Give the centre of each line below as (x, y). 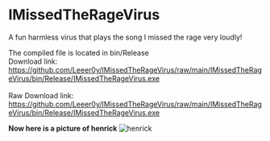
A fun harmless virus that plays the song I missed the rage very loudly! (125, 37)
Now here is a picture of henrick (63, 128)
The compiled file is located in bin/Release (79, 52)
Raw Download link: (41, 95)
